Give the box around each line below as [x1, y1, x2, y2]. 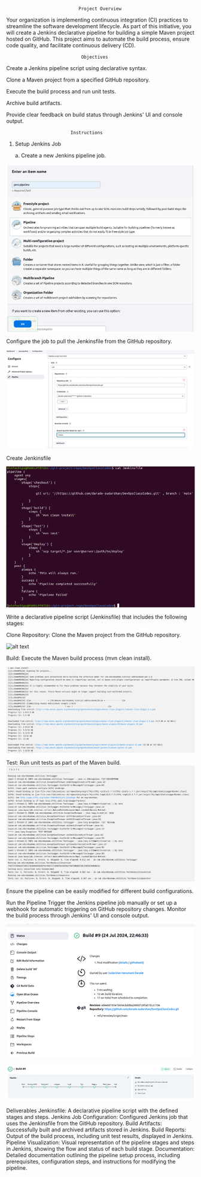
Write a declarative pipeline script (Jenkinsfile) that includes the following [6, 613, 187, 620]
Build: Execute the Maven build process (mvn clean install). [6, 654, 152, 662]
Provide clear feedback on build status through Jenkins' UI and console [6, 111, 182, 118]
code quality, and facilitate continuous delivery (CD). [6, 42, 136, 49]
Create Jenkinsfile [6, 454, 51, 461]
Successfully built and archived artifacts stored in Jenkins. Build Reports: [6, 1126, 187, 1133]
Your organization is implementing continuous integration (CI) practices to [6, 16, 188, 23]
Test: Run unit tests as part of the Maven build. [6, 759, 121, 766]
